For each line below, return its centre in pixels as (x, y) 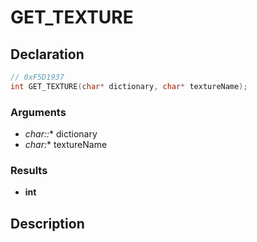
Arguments (38, 112)
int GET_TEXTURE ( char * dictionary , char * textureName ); (129, 86)
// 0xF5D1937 (37, 77)
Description (47, 223)
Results (29, 170)
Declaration (47, 54)
